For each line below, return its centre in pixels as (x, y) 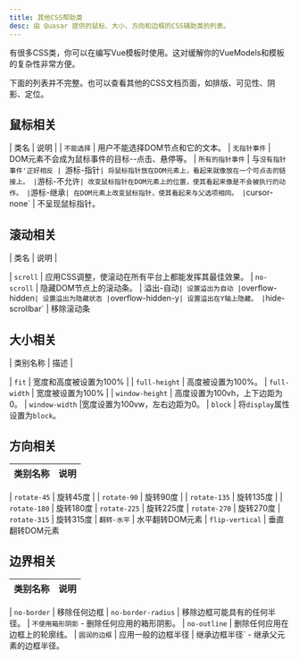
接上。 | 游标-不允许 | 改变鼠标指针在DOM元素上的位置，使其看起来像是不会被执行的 (144, 182)
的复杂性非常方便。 (45, 63)
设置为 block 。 (35, 415)
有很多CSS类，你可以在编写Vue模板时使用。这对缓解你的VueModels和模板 (147, 52)
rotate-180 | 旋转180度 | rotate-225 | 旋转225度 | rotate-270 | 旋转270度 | (145, 508)
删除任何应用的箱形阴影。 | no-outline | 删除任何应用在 (187, 623)
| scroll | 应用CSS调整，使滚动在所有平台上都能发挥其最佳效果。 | (131, 277)
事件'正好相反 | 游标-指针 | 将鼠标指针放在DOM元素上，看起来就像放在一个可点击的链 (148, 170)
